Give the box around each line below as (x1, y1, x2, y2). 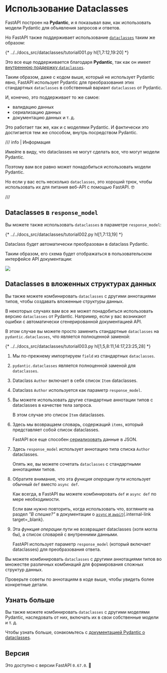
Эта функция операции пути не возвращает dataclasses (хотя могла (12, 526, 158, 532)
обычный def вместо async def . (12, 481, 80, 487)
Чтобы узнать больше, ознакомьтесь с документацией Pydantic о (5, 629, 146, 636)
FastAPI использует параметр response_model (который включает (12, 541, 151, 547)
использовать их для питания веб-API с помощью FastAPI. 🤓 (5, 184, 135, 190)
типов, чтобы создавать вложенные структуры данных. (5, 298, 124, 304)
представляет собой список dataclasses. (12, 427, 100, 433)
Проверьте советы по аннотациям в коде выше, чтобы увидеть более (5, 576, 155, 582)
